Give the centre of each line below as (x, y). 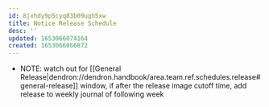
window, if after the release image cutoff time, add (163, 86)
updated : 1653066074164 (48, 38)
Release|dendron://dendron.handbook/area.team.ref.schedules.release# (140, 77)
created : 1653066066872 (48, 46)
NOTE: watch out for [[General (70, 68)
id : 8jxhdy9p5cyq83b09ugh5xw (57, 16)
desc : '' (23, 31)
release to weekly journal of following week (92, 94)
